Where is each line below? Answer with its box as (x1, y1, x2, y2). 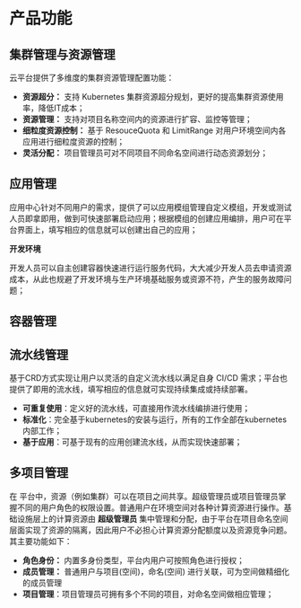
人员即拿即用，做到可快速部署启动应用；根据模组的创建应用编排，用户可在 (9, 213, 284, 224)
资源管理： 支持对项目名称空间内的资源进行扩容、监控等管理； (21, 114, 253, 124)
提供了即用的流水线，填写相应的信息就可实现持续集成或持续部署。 (9, 383, 253, 395)
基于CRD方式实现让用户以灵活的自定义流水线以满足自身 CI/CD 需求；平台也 (9, 373, 288, 383)
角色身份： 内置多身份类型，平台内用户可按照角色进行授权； (21, 554, 245, 566)
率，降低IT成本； (21, 102, 85, 113)
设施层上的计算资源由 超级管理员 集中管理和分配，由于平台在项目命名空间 (16, 513, 288, 524)
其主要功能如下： (9, 535, 73, 546)
